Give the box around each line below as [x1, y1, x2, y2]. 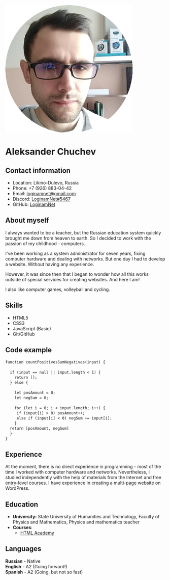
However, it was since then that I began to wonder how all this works [5, 271, 149, 277]
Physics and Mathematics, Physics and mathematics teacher [12, 519, 140, 525]
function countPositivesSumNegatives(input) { [5, 360, 106, 365]
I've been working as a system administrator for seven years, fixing [5, 250, 146, 256]
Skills [5, 301, 23, 310]
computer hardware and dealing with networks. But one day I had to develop [5, 255, 165, 262]
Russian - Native [5, 558, 41, 564]
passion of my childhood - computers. [5, 240, 85, 247]
